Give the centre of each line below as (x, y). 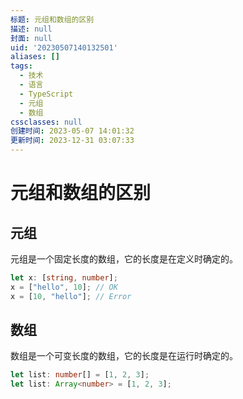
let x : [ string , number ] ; (64, 278)
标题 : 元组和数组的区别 (52, 19)
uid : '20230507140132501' (64, 47)
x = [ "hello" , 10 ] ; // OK (64, 287)
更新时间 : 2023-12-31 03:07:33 (72, 141)
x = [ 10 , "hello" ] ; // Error (71, 296)
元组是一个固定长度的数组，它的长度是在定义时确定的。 (124, 259)
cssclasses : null (46, 122)
